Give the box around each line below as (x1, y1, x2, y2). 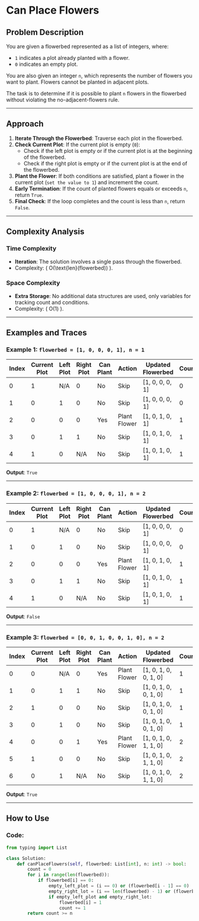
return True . (14, 191, 44, 199)
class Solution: (6, 855, 46, 861)
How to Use (6, 813, 50, 824)
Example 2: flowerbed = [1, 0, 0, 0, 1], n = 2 (6, 490, 146, 498)
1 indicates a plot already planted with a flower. (14, 55, 130, 61)
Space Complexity (6, 279, 60, 287)
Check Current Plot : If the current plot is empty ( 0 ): (14, 140, 140, 148)
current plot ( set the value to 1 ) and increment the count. (14, 178, 159, 186)
